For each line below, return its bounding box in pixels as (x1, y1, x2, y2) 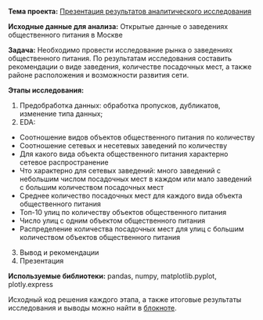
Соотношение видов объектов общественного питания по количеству (19, 133, 255, 142)
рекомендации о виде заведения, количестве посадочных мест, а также (8, 62, 252, 71)
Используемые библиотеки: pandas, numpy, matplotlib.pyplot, (8, 271, 217, 281)
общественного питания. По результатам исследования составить (8, 54, 232, 63)
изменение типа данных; (19, 109, 103, 118)
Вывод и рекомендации (19, 248, 99, 257)
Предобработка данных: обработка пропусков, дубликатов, (19, 101, 221, 110)
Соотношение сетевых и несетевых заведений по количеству (19, 141, 228, 150)
